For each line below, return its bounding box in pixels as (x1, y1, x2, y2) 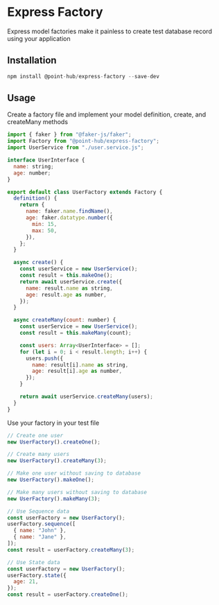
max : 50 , (32, 227, 58, 234)
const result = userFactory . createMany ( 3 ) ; (7, 546, 135, 553)
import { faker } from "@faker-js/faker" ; (7, 131, 132, 139)
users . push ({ (25, 355, 64, 362)
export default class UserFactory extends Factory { (7, 188, 163, 195)
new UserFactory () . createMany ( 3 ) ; (7, 457, 107, 464)
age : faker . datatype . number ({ (25, 214, 113, 222)
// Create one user (7, 432, 64, 439)
